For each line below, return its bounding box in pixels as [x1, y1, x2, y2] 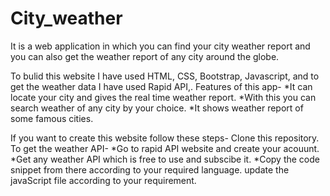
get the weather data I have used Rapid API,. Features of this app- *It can [10, 80, 313, 92]
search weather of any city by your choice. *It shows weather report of [10, 102, 304, 114]
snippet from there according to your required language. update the [10, 163, 290, 176]
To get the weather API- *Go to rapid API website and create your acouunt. [10, 142, 320, 154]
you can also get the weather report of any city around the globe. [10, 50, 280, 62]
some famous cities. [10, 112, 94, 124]
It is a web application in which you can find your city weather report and [10, 40, 311, 52]
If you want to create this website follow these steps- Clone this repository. [10, 132, 320, 144]
